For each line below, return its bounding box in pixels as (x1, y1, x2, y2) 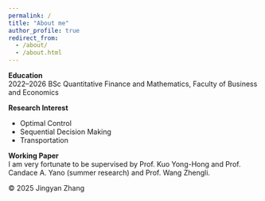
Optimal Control (19, 119, 72, 128)
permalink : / (8, 11, 52, 20)
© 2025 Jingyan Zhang (8, 183, 85, 192)
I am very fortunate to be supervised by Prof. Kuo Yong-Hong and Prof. (8, 160, 241, 168)
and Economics (8, 88, 60, 97)
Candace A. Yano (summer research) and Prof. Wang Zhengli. (8, 168, 211, 177)
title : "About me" (8, 19, 69, 27)
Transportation (19, 136, 69, 144)
